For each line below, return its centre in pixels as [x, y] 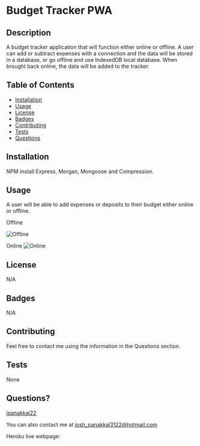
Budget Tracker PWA [59, 11]
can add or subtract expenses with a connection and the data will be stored [100, 53]
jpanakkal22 [21, 413]
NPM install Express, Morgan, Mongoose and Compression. [80, 171]
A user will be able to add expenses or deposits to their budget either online [100, 204]
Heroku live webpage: [33, 436]
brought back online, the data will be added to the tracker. [78, 66]
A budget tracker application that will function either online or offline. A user [100, 47]
